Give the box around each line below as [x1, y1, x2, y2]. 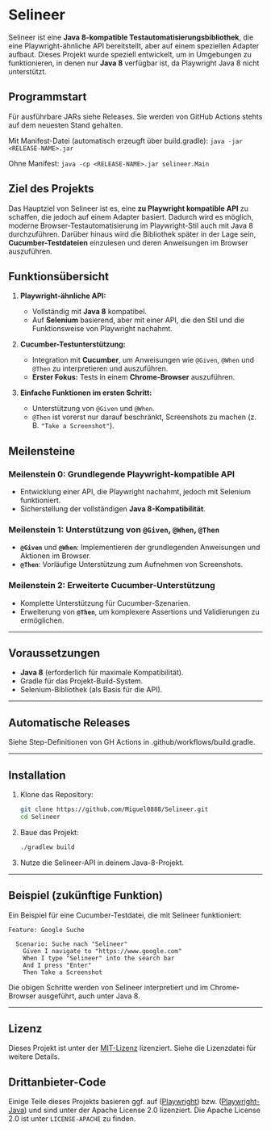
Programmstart [8, 90, 87, 104]
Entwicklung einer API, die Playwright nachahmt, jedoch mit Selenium [19, 487, 252, 497]
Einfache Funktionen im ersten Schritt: [19, 388, 152, 397]
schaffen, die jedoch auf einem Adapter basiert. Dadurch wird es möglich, [8, 212, 254, 221]
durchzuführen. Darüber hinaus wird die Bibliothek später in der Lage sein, [8, 229, 256, 239]
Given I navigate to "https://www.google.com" [23, 947, 182, 955]
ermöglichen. [19, 615, 65, 625]
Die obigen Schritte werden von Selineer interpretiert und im [8, 982, 208, 992]
